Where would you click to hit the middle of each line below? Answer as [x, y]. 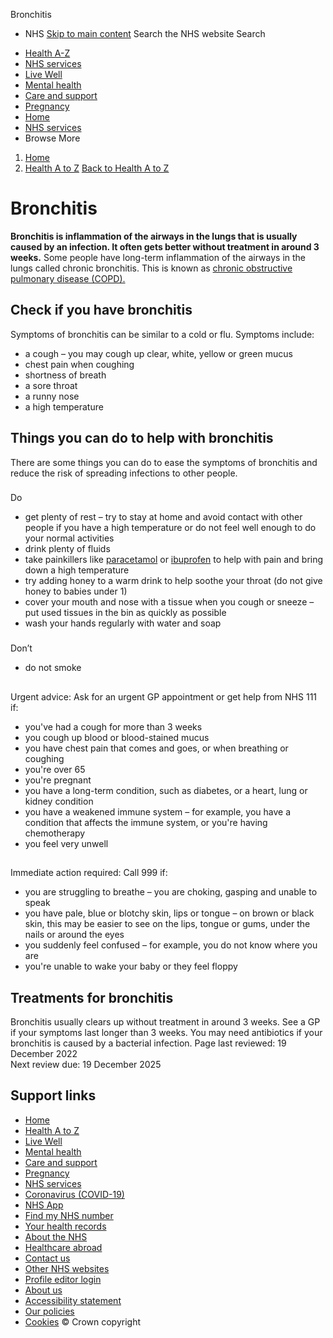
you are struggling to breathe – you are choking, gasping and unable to [171, 892]
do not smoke [53, 668]
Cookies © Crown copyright [82, 1321]
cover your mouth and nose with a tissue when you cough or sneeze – [169, 602]
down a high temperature [77, 570]
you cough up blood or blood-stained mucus [117, 737]
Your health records [65, 1226]
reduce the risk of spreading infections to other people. [124, 473]
